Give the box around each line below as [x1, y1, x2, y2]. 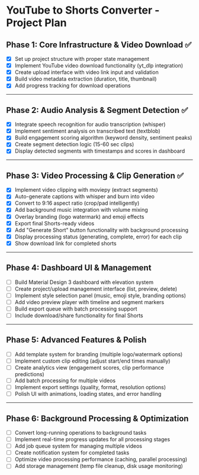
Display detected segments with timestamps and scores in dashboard [14, 147, 185, 154]
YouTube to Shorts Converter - [6, 4, 160, 17]
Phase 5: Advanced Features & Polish [6, 335, 147, 345]
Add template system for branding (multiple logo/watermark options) [14, 350, 183, 358]
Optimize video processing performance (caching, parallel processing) [14, 456, 188, 463]
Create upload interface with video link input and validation [14, 69, 159, 76]
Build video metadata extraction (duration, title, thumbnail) [14, 75, 157, 83]
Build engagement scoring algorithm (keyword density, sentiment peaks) [14, 134, 192, 141]
